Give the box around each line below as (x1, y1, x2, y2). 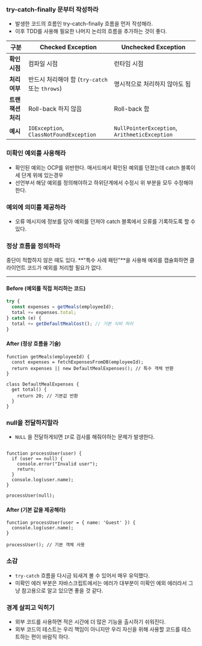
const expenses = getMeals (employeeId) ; (11, 304, 114, 310)
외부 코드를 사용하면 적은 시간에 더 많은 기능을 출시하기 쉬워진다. (14, 618, 166, 625)
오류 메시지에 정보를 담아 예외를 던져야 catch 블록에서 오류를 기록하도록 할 (14, 218, 189, 225)
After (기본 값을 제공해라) (6, 506, 66, 513)
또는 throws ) (28, 84, 62, 93)
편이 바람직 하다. (31, 633, 70, 640)
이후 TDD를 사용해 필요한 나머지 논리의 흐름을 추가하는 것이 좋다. (14, 28, 167, 35)
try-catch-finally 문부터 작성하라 (6, 5, 99, 13)
